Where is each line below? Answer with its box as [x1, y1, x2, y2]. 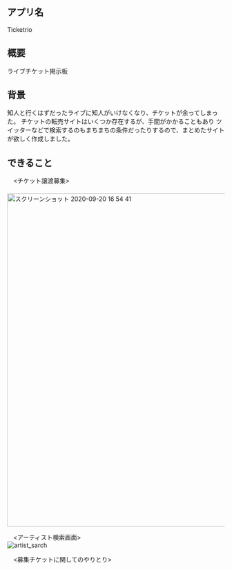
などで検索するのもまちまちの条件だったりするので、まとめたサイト [30, 126, 225, 134]
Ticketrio [7, 25, 32, 33]
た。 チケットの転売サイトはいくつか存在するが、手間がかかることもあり [7, 117, 215, 126]
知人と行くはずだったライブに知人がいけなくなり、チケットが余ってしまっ [7, 109, 219, 117]
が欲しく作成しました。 [7, 134, 74, 143]
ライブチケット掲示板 [7, 66, 68, 75]
